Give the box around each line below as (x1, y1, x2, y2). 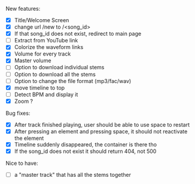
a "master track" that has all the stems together (14, 171, 131, 179)
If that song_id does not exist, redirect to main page (14, 30, 142, 38)
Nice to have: (5, 160, 38, 167)
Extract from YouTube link (14, 37, 78, 44)
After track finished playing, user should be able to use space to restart (14, 121, 190, 128)
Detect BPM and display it (14, 91, 78, 98)
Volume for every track (14, 50, 71, 57)
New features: (5, 5, 41, 12)
